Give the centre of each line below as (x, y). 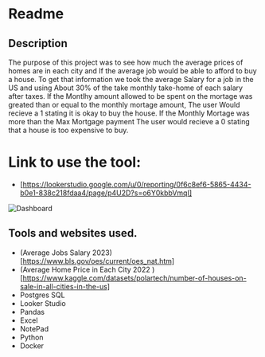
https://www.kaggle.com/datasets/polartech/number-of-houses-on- (134, 278)
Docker (32, 345)
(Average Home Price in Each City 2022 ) (87, 269)
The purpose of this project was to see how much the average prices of (126, 62)
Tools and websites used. (73, 233)
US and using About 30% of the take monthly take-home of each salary (126, 88)
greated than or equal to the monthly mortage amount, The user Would (124, 105)
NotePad (34, 328)
